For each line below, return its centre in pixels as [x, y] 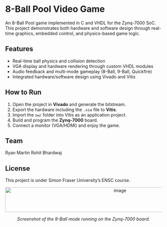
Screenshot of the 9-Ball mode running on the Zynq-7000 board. [83, 219]
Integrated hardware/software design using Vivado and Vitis [74, 77]
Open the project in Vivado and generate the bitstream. [69, 104]
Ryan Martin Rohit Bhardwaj [34, 153]
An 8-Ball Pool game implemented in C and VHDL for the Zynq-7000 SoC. [81, 23]
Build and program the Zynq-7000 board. [55, 120]
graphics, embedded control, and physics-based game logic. [78, 33]
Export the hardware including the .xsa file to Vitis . [65, 110]
